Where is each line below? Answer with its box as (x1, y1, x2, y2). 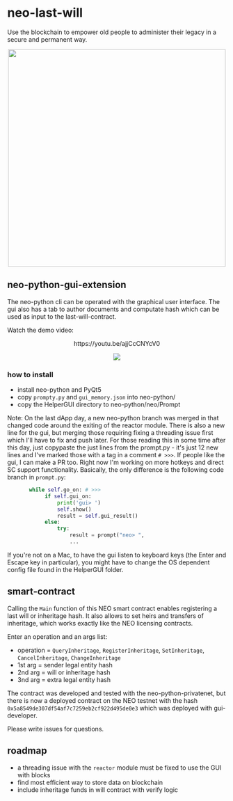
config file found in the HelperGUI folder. (7, 565, 124, 573)
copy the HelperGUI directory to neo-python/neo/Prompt (17, 400, 181, 409)
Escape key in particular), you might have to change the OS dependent (7, 558, 210, 566)
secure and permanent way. (7, 35, 88, 43)
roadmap (7, 745, 47, 756)
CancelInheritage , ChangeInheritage (17, 653, 121, 662)
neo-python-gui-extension (7, 279, 127, 291)
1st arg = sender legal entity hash (17, 660, 113, 669)
